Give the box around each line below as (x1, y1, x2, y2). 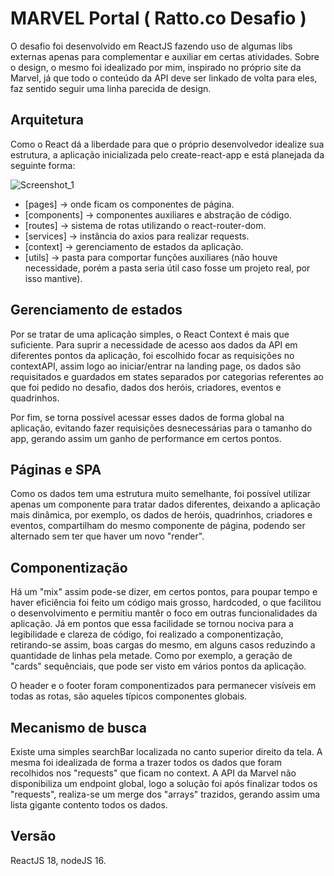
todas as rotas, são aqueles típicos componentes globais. (10, 690, 248, 702)
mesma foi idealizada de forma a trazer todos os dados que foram (10, 757, 283, 768)
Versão (10, 828, 57, 845)
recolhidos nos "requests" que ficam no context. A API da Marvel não (10, 767, 297, 779)
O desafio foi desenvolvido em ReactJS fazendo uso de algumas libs (10, 40, 293, 52)
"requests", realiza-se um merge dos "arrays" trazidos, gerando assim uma (10, 788, 321, 800)
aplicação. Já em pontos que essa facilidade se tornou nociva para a (10, 618, 294, 630)
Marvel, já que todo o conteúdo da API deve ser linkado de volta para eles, (10, 72, 318, 84)
